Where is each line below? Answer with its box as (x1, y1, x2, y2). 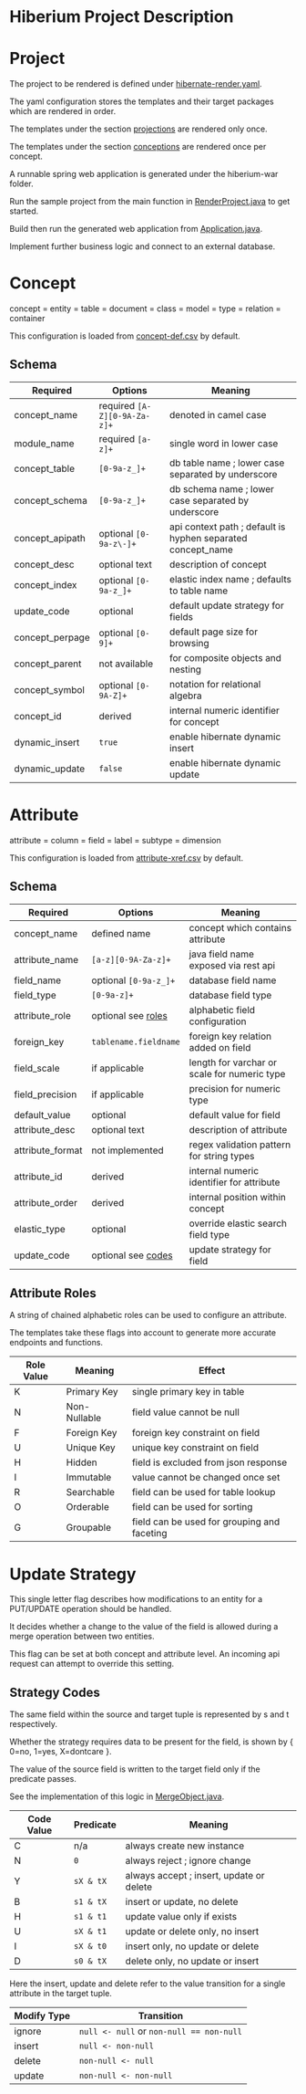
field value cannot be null (131, 1406, 240, 1419)
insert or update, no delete (125, 1896, 239, 1909)
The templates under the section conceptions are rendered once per (9, 141, 267, 152)
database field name (189, 974, 277, 987)
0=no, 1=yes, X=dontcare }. (9, 1746, 112, 1757)
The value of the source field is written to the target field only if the (9, 1764, 261, 1775)
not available (98, 657, 153, 670)
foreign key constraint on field (131, 1427, 260, 1440)
